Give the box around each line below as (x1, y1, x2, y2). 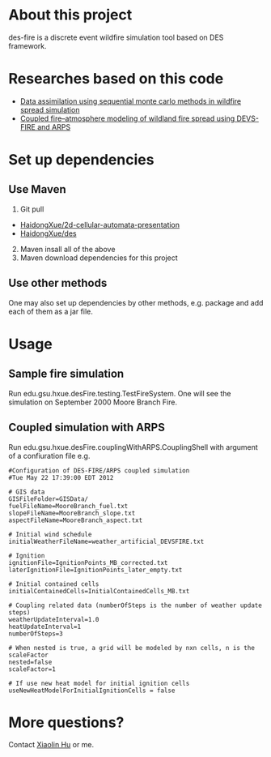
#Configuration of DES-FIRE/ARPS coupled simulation (8, 466, 190, 475)
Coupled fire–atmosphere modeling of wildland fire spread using (19, 113, 235, 123)
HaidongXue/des (19, 229, 77, 238)
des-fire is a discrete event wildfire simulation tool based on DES (8, 32, 224, 42)
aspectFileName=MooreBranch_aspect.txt (8, 516, 143, 524)
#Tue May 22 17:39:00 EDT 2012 (8, 473, 114, 481)
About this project (8, 6, 133, 24)
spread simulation (19, 105, 80, 114)
